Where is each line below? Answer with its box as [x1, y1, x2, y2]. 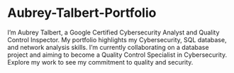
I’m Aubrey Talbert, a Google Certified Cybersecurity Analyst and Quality [7, 28, 220, 36]
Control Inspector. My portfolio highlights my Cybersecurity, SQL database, [7, 35, 227, 44]
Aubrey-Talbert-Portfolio [7, 5, 157, 21]
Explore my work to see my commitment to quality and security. [7, 58, 194, 66]
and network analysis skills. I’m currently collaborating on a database [7, 43, 209, 51]
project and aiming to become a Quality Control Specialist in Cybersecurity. [7, 51, 228, 59]
